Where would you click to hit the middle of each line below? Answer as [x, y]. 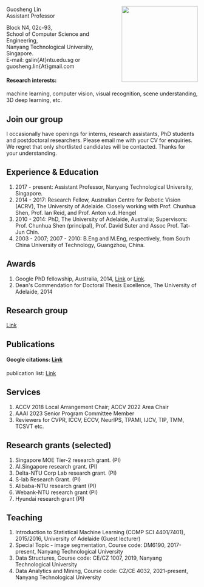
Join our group [35, 119]
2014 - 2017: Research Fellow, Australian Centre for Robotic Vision [98, 200]
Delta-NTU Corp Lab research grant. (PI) [66, 473]
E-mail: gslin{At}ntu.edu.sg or [43, 60]
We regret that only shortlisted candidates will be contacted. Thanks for [96, 147]
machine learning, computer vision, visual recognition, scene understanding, [102, 93]
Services [24, 392]
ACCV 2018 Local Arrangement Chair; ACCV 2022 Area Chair [92, 407]
